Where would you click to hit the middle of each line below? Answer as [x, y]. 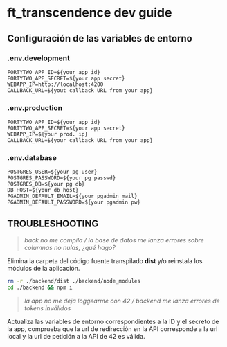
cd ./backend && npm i [40, 288]
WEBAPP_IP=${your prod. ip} [48, 134]
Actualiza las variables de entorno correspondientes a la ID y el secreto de [113, 322]
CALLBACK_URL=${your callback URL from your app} [80, 141]
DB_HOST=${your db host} [43, 190]
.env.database [32, 158]
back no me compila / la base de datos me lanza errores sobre [114, 240]
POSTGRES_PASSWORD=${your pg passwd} [62, 178]
